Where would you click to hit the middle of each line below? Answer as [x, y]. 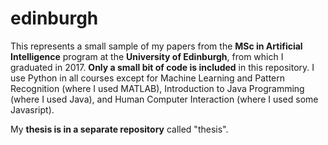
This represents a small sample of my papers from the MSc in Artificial [156, 46]
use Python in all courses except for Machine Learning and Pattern [148, 78]
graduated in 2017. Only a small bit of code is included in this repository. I [162, 67]
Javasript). [32, 109]
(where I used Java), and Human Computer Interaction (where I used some [164, 99]
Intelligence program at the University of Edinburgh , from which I [147, 56]
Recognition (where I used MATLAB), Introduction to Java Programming [157, 88]
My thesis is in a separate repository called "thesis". [119, 129]
